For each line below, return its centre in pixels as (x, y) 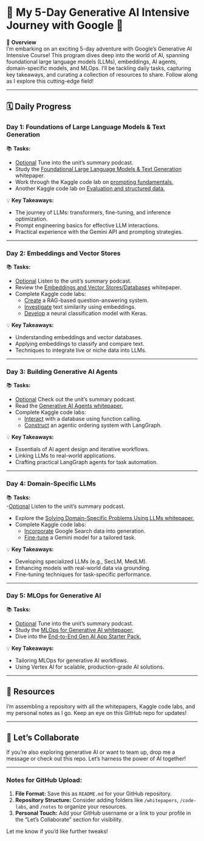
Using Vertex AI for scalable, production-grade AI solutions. (90, 667)
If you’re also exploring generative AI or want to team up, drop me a (91, 752)
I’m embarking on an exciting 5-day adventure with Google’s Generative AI (99, 49)
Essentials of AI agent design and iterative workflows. (82, 449)
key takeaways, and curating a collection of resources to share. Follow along (102, 74)
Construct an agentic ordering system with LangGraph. (93, 425)
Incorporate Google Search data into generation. (85, 531)
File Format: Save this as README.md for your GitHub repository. (93, 793)
